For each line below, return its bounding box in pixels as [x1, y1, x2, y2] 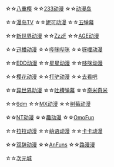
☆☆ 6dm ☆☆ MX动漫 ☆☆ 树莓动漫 [5, 101, 91, 107]
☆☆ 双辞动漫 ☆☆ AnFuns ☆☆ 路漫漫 [5, 141, 95, 148]
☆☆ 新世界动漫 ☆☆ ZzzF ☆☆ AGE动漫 [5, 32, 99, 39]
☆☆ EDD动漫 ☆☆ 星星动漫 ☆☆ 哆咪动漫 [5, 59, 103, 66]
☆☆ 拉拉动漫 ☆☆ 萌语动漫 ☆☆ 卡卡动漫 [5, 128, 103, 134]
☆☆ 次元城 [5, 155, 32, 162]
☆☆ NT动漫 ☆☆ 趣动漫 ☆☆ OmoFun [5, 114, 95, 121]
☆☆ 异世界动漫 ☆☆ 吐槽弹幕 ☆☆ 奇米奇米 [5, 87, 108, 93]
